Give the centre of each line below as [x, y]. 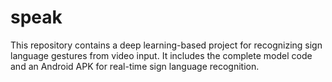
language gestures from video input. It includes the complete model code [161, 55]
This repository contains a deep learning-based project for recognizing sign [166, 45]
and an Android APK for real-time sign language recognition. [135, 66]
